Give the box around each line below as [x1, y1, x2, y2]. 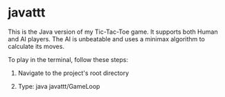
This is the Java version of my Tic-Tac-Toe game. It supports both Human [8, 28, 218, 36]
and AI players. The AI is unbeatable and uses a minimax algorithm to [8, 34, 205, 43]
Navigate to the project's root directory [17, 69, 129, 77]
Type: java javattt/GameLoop [17, 82, 100, 90]
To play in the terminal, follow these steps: [8, 55, 129, 63]
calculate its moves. [8, 42, 65, 50]
